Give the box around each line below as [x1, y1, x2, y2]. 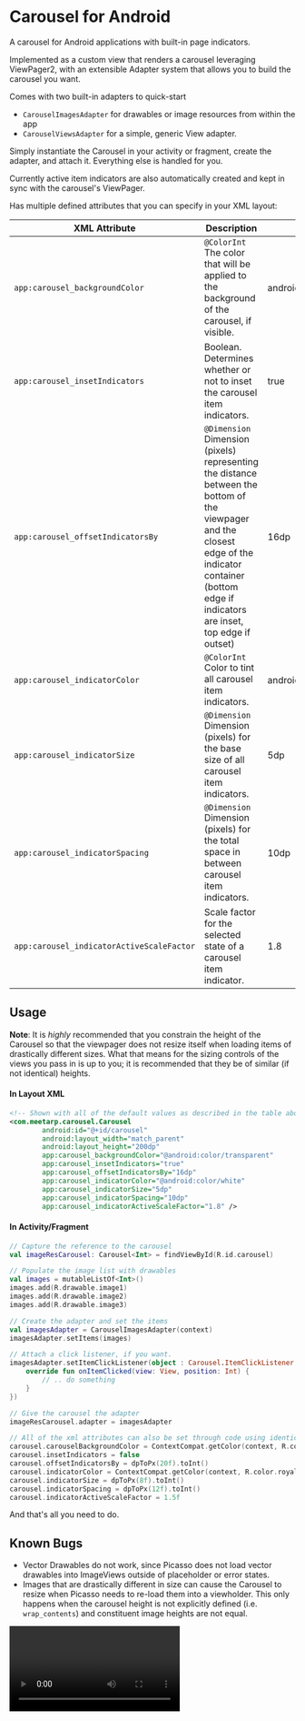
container [203, 569, 245, 581]
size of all [203, 753, 245, 766]
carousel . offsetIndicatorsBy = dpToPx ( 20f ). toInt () [9, 1459, 209, 1468]
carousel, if [203, 314, 252, 327]
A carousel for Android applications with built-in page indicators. [9, 36, 251, 47]
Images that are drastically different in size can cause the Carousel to [22, 1579, 282, 1590]
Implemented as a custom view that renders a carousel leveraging [9, 54, 256, 65]
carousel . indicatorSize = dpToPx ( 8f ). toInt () [9, 1475, 184, 1484]
